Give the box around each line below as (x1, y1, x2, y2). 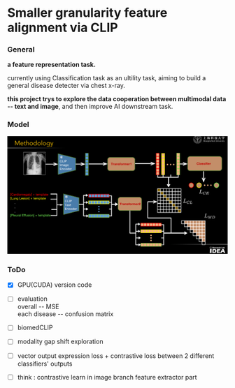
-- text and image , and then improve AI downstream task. (7, 103, 173, 111)
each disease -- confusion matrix (17, 310, 114, 318)
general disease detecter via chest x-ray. (7, 82, 126, 90)
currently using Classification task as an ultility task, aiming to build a (7, 74, 206, 82)
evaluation (17, 294, 48, 303)
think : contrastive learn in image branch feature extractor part (17, 373, 197, 381)
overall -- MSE (17, 302, 59, 311)
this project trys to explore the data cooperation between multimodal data (7, 95, 227, 103)
